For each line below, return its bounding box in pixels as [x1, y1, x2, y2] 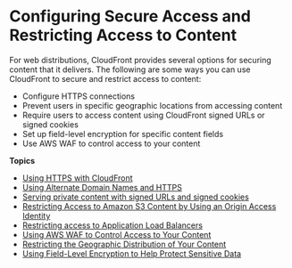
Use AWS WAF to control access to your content [21, 138, 201, 149]
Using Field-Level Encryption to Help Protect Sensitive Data [21, 248, 242, 259]
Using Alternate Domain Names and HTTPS [21, 182, 183, 192]
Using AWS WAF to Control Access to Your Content [21, 229, 212, 240]
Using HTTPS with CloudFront [21, 172, 133, 183]
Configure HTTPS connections [21, 91, 136, 102]
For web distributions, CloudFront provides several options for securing [9, 54, 272, 65]
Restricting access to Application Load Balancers [21, 220, 204, 231]
